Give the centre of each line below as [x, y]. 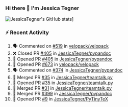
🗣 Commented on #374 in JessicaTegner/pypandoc [68, 70]
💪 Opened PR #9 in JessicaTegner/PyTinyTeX [60, 99]
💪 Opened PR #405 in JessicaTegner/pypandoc [63, 59]
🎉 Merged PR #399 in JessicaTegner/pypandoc [62, 93]
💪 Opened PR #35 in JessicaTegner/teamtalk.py [63, 83]
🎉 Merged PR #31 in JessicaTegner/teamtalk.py [62, 88]
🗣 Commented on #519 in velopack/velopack [60, 46]
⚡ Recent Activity [27, 32]
